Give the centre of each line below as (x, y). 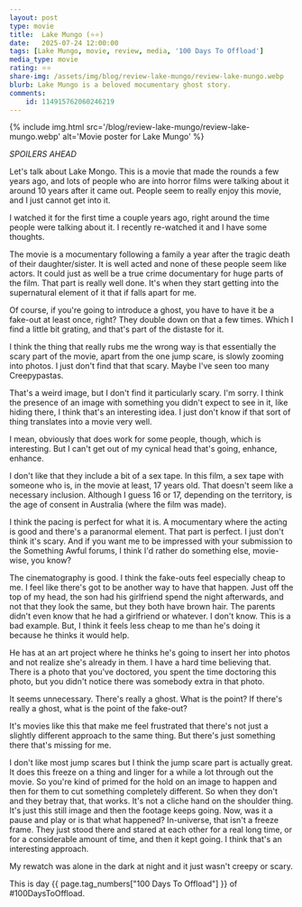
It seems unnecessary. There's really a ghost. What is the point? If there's (146, 699)
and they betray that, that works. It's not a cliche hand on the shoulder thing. (151, 801)
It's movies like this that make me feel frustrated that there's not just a (139, 726)
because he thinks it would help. (69, 636)
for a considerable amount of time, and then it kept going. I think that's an (146, 839)
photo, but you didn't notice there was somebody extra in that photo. (137, 682)
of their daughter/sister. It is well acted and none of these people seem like (148, 264)
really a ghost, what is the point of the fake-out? (98, 709)
